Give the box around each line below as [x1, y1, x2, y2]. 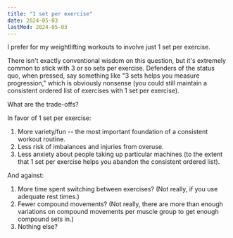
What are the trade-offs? [7, 100, 79, 109]
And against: [7, 171, 44, 180]
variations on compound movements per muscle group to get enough [17, 208, 220, 216]
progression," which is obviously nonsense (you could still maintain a [7, 79, 208, 88]
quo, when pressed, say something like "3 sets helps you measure [7, 71, 200, 80]
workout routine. [17, 135, 65, 143]
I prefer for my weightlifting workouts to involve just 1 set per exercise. [7, 43, 211, 52]
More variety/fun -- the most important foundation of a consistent [17, 128, 208, 136]
